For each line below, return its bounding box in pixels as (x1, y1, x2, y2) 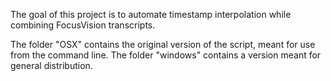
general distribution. (10, 60, 93, 71)
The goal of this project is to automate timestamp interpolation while (10, 9, 292, 20)
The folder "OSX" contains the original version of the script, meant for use (10, 39, 316, 50)
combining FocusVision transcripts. (10, 19, 156, 31)
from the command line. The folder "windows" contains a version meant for (10, 49, 322, 61)
